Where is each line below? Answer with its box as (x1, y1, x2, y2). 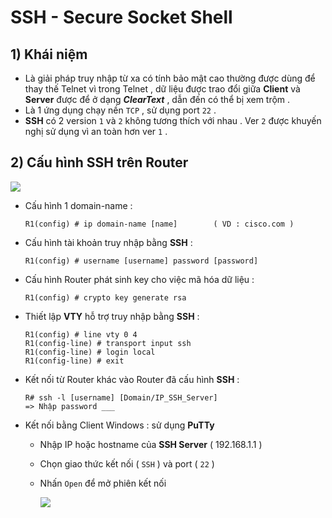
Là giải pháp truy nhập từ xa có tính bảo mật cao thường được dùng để (24, 72, 316, 84)
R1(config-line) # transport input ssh (24, 338, 192, 348)
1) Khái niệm (10, 46, 88, 63)
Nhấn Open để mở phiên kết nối (39, 477, 167, 489)
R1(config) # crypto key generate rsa (24, 292, 187, 303)
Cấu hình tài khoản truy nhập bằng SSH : (24, 236, 193, 248)
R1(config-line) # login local (24, 347, 156, 357)
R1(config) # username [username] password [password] (24, 256, 259, 266)
